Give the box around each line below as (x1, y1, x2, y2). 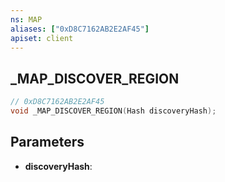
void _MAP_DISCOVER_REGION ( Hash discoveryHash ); (10, 106, 217, 116)
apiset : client (10, 33, 74, 43)
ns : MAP (10, 14, 43, 25)
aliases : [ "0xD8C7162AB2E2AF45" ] (10, 24, 150, 34)
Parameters (10, 134, 85, 151)
